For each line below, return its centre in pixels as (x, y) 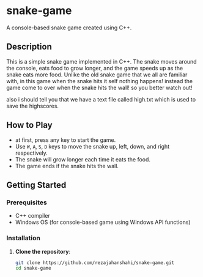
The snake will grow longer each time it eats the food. (83, 159)
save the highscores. (33, 106)
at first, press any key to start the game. (65, 140)
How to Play (30, 125)
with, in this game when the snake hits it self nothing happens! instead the (100, 81)
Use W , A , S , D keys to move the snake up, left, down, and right (92, 146)
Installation (24, 238)
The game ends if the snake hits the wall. (67, 166)
